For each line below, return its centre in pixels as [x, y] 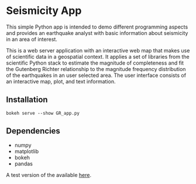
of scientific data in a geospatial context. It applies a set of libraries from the [98, 56]
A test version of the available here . [49, 175]
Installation [27, 100]
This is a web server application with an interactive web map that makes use [98, 50]
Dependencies [33, 131]
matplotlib [27, 151]
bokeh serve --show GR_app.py [43, 113]
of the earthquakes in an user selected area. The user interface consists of [96, 75]
